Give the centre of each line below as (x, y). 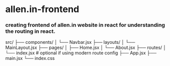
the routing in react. (30, 31)
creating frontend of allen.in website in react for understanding (85, 25)
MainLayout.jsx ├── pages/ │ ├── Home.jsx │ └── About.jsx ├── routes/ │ (86, 48)
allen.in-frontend (42, 9)
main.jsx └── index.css (30, 58)
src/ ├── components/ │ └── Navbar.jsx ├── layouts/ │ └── (70, 42)
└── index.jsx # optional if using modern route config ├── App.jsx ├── (81, 53)
